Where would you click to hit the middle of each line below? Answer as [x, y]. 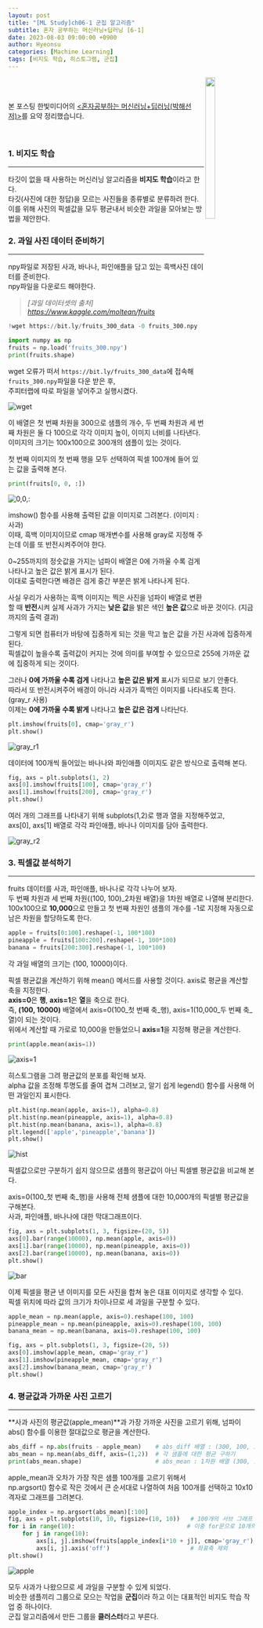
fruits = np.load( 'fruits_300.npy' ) [68, 348]
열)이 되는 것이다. [34, 1020]
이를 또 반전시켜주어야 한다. [65, 544]
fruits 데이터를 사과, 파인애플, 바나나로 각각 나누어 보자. [93, 889]
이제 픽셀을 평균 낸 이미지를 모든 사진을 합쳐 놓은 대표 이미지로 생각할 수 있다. [126, 1292]
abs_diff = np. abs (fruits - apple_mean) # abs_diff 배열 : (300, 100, [129, 1447]
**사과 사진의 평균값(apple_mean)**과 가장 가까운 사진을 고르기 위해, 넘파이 [124, 1421]
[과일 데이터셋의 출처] [60, 303]
